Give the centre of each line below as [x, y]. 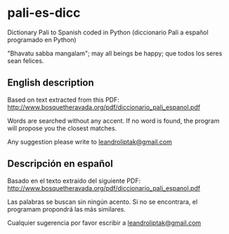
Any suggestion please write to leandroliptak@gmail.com [90, 142]
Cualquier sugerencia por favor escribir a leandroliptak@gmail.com [104, 223]
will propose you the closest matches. [62, 128]
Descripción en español [60, 164]
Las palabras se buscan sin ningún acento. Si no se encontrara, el [103, 202]
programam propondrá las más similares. [67, 209]
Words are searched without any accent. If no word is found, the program [113, 121]
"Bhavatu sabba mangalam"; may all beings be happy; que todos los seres [115, 53]
